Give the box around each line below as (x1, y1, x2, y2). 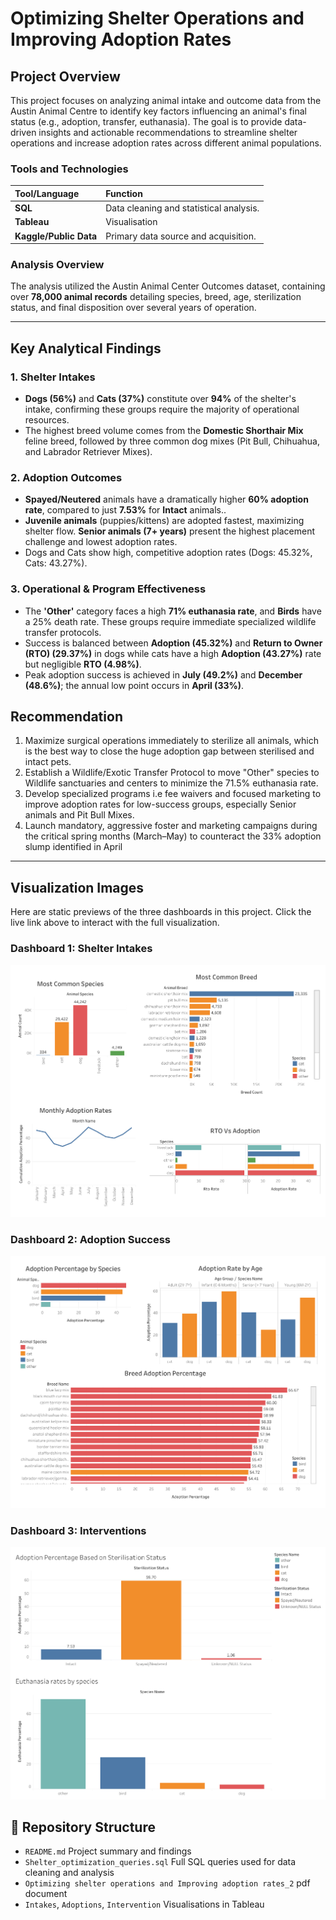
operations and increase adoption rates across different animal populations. (10, 137, 322, 149)
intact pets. (24, 756, 72, 768)
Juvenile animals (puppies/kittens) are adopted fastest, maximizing (24, 515, 305, 527)
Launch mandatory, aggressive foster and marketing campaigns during (24, 820, 318, 832)
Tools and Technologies (10, 162, 129, 176)
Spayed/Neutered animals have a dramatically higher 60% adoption (24, 493, 309, 506)
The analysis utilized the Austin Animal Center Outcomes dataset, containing (10, 280, 326, 292)
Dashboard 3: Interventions (10, 1523, 147, 1537)
